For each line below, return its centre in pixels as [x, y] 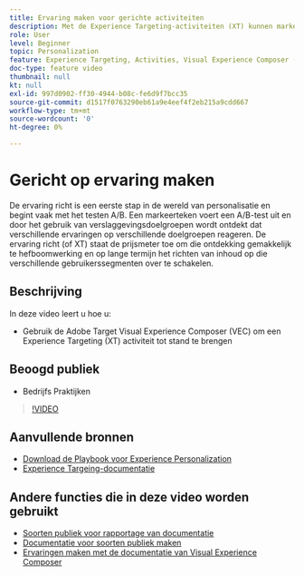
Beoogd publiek [55, 370]
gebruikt [34, 511]
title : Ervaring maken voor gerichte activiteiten [107, 18]
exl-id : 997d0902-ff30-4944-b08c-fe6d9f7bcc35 [99, 93]
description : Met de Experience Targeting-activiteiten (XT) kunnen [141, 26]
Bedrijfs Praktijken [56, 391]
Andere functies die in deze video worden [129, 497]
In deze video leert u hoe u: [60, 313]
